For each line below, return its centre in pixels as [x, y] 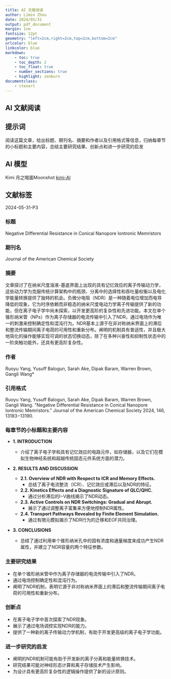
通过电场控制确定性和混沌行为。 [46, 580]
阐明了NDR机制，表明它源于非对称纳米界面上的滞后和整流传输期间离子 [87, 586]
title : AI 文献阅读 [24, 10]
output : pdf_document [28, 24]
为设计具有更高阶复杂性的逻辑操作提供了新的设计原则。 [70, 671]
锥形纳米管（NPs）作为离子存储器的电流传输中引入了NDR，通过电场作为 [81, 317]
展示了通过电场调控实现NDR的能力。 [51, 625]
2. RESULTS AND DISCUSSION [45, 469]
